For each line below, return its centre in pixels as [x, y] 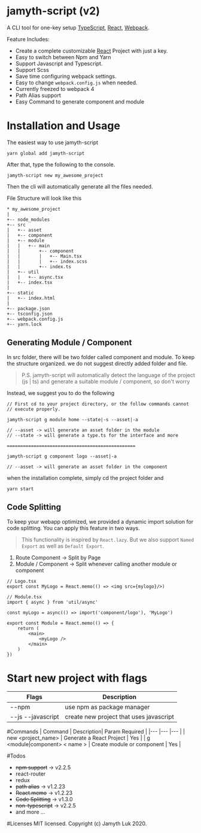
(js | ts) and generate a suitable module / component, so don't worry [106, 381]
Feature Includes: [28, 39]
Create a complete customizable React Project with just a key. [92, 51]
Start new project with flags [77, 678]
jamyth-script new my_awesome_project [55, 175]
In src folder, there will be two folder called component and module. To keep [101, 357]
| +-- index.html [31, 298]
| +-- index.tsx [30, 282]
